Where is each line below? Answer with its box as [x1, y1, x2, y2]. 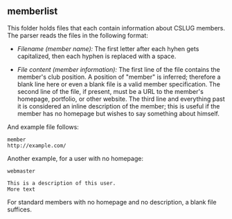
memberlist [7, 6, 58, 17]
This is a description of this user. [7, 180, 116, 187]
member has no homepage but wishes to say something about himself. [17, 109, 220, 117]
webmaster [7, 167, 36, 175]
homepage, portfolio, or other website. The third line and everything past [17, 95, 225, 103]
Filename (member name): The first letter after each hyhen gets [17, 44, 199, 53]
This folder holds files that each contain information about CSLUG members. [7, 23, 226, 32]
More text [7, 186, 36, 193]
